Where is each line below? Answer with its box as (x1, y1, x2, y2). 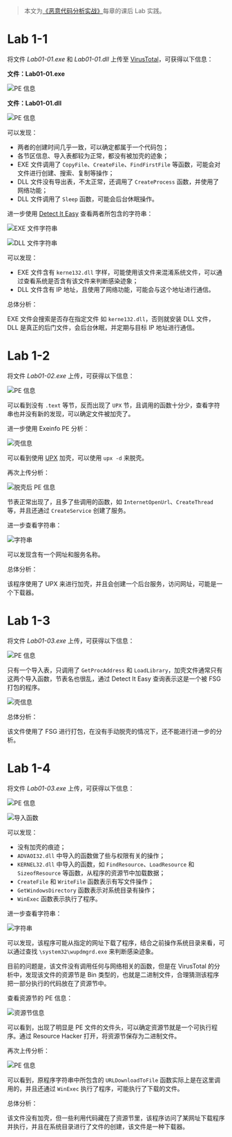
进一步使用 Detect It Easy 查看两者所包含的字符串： (7, 209, 153, 217)
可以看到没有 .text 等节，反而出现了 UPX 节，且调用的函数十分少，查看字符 (7, 400, 221, 409)
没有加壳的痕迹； (17, 842, 66, 851)
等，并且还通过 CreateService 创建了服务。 (7, 506, 130, 514)
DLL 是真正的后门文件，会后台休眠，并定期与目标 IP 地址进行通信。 (7, 323, 199, 331)
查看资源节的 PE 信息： (7, 993, 73, 1002)
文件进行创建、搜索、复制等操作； (17, 168, 115, 177)
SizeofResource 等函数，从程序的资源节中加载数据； (17, 868, 166, 877)
